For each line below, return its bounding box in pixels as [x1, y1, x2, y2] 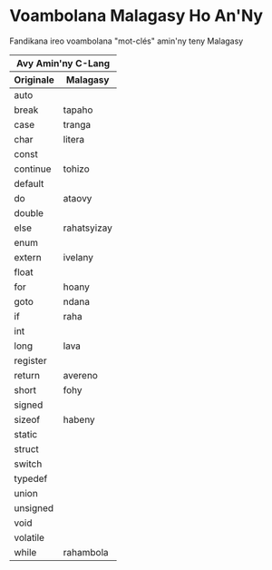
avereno [63, 369, 98, 381]
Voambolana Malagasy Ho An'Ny [9, 5, 264, 26]
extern [14, 251, 43, 263]
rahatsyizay [63, 221, 113, 234]
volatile [14, 531, 45, 544]
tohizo [63, 162, 91, 175]
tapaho [63, 103, 93, 116]
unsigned [14, 501, 54, 514]
